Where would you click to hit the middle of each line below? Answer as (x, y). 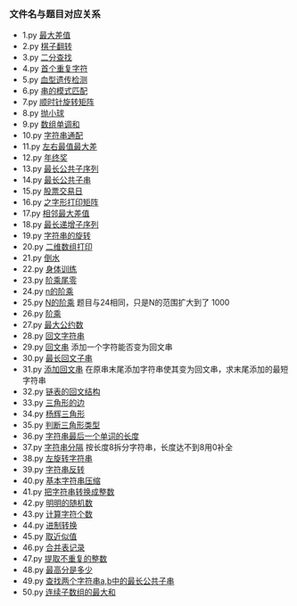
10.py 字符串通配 (53, 135)
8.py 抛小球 (43, 113)
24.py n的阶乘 (48, 291)
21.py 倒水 (41, 258)
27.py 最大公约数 (53, 325)
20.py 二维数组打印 (57, 247)
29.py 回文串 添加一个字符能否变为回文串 (97, 347)
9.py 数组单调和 (51, 124)
